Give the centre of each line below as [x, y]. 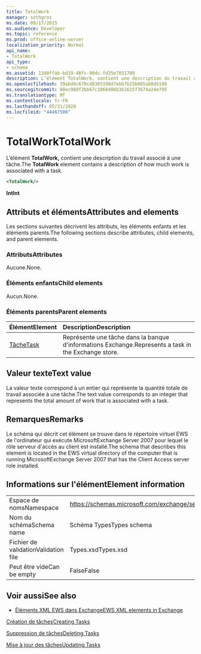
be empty [23, 574]
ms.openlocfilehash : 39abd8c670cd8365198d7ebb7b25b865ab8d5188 [87, 84]
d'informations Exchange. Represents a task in [127, 345]
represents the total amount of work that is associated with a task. [88, 400]
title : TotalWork [28, 12]
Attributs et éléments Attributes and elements [92, 212]
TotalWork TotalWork [59, 142]
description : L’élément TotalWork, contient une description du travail [99, 78]
